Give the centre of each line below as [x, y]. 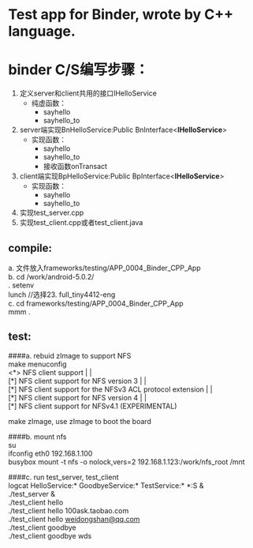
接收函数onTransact [75, 167]
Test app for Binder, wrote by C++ [121, 15]
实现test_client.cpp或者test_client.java [81, 223]
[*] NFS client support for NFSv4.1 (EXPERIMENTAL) [93, 406]
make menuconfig [37, 364]
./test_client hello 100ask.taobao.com [69, 510]
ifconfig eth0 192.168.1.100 [50, 453]
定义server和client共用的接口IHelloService [88, 93]
